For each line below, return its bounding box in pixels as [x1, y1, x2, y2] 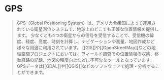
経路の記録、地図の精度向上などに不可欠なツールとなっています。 [21, 57, 155, 63]
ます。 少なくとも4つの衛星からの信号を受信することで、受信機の [16, 32, 150, 38]
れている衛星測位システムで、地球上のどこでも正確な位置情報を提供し [16, 26, 159, 32]
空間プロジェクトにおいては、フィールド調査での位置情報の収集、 [21, 50, 155, 57]
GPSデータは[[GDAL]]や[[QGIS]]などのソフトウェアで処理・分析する [16, 63, 156, 69]
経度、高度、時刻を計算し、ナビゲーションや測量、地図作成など [25, 38, 155, 44]
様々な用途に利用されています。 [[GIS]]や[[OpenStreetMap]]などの [16, 44, 152, 50]
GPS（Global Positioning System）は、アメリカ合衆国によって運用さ [16, 20, 156, 26]
